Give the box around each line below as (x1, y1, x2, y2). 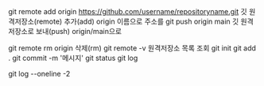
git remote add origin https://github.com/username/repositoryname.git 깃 (8, 7, 248, 16)
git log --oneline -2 (8, 69, 71, 78)
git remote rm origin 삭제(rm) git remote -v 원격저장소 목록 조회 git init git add (8, 43, 257, 53)
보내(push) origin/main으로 (35, 27, 122, 36)
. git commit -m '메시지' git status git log (8, 54, 138, 62)
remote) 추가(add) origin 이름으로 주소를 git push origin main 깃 (36, 17, 239, 26)
